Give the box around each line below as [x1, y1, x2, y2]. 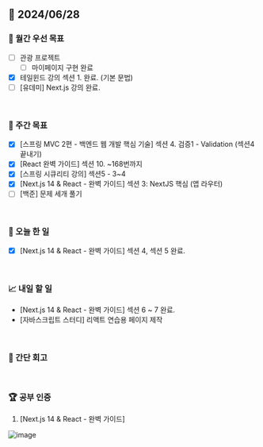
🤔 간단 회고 [8, 353, 48, 364]
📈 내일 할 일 [8, 283, 53, 294]
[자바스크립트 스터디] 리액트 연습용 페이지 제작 [19, 315, 163, 325]
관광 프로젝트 [19, 52, 61, 62]
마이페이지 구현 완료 [31, 63, 93, 72]
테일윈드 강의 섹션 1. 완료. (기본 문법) [19, 72, 133, 82]
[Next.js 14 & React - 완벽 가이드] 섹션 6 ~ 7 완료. [19, 305, 176, 314]
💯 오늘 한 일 [8, 226, 50, 237]
